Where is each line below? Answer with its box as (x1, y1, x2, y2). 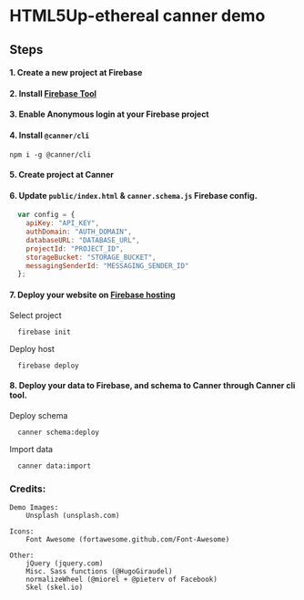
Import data (9, 443, 53, 454)
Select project (9, 309, 62, 320)
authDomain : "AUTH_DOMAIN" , (25, 227, 132, 237)
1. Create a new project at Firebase (9, 67, 143, 78)
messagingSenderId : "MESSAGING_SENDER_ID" (25, 261, 189, 270)
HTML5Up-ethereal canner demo (9, 5, 266, 26)
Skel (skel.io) (25, 583, 84, 593)
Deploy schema (9, 409, 68, 420)
